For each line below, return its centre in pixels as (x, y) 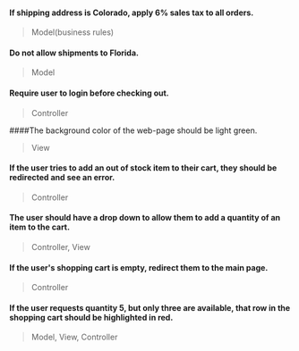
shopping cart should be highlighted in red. (91, 317)
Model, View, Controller (74, 337)
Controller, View (61, 247)
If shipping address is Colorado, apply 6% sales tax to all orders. (132, 13)
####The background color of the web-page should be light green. (133, 130)
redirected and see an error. (62, 178)
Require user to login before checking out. (90, 93)
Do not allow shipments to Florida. (74, 53)
